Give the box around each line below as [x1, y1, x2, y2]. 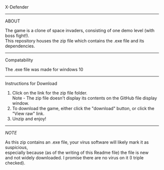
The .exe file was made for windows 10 [5, 67, 83, 72]
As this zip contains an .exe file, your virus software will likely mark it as [5, 139, 149, 145]
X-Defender [5, 4, 29, 10]
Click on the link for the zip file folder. [12, 90, 88, 95]
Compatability [5, 57, 33, 63]
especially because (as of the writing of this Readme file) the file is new [5, 150, 149, 155]
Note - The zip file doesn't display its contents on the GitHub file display [12, 95, 157, 101]
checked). [5, 160, 25, 166]
